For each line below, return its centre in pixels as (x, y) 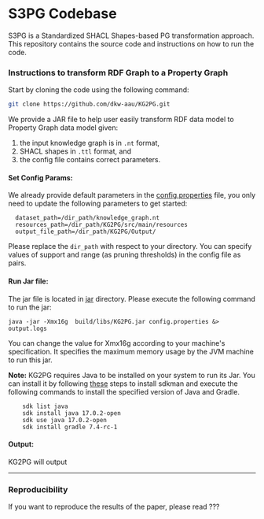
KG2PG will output (38, 462)
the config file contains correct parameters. (90, 160)
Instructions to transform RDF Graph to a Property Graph (118, 72)
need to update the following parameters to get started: (98, 204)
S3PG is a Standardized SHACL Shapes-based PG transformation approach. (131, 35)
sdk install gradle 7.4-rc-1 (70, 427)
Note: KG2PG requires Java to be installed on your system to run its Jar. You (132, 375)
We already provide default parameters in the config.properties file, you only (132, 195)
